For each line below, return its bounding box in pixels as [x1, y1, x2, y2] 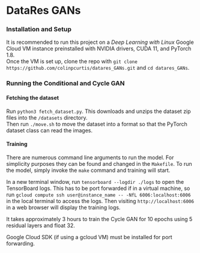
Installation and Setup [6, 25, 72, 34]
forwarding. [6, 240, 35, 247]
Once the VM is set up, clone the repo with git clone [6, 58, 138, 65]
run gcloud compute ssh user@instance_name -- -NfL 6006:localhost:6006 [6, 191, 191, 198]
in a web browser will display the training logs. [6, 204, 121, 211]
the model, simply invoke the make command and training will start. [6, 166, 171, 174]
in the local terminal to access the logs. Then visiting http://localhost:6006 [6, 197, 194, 204]
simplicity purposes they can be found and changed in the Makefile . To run [6, 160, 192, 167]
